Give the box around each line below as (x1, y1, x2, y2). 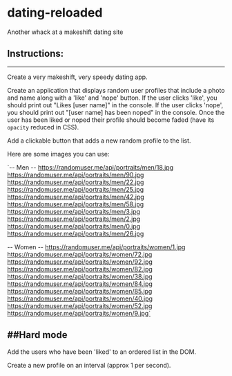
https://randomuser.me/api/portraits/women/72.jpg (7, 250, 153, 258)
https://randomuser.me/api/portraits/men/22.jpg (7, 178, 144, 186)
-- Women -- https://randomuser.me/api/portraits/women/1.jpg (7, 242, 186, 251)
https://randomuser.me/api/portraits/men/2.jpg (7, 215, 141, 223)
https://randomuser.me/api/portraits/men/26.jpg (7, 229, 144, 238)
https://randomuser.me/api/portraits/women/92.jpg (7, 258, 153, 266)
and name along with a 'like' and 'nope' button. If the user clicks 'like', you (7, 93, 217, 102)
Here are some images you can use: (7, 150, 110, 158)
